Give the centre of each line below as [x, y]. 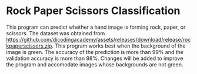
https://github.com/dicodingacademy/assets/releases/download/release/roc [98, 39]
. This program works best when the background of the [119, 46]
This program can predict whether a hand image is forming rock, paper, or [96, 27]
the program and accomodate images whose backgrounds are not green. [95, 64]
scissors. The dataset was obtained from [56, 33]
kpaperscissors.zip [29, 46]
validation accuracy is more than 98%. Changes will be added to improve [95, 58]
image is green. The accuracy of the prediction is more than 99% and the [95, 52]
